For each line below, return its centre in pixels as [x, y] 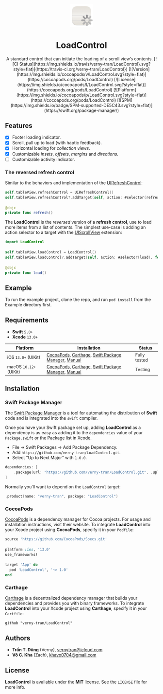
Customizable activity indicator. [43, 159]
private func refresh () [29, 213]
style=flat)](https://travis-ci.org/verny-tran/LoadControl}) [70, 69]
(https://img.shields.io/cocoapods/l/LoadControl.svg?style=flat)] [81, 85]
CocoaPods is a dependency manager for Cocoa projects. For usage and [78, 519]
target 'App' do [21, 565]
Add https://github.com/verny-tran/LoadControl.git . [66, 453]
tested [141, 360]
